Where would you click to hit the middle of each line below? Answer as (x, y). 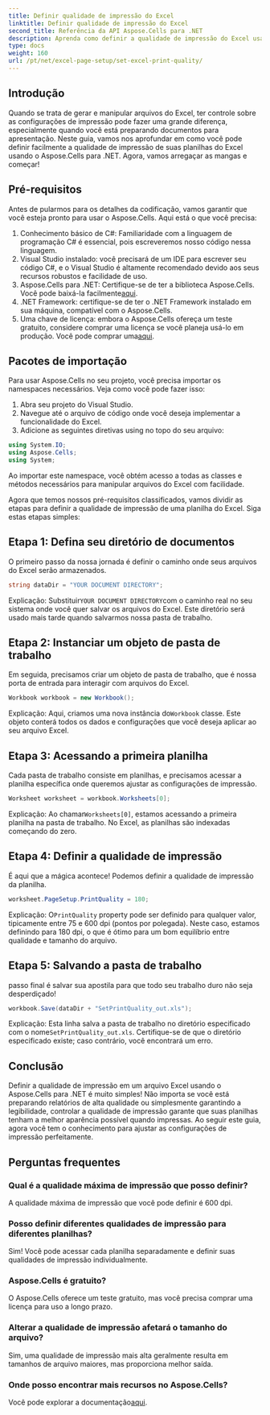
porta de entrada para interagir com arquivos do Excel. (99, 683)
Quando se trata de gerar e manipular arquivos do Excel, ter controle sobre (132, 113)
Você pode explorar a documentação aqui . (78, 1402)
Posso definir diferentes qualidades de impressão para (117, 1223)
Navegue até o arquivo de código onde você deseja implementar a (130, 413)
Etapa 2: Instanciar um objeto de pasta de (115, 643)
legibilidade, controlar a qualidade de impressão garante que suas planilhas (133, 1111)
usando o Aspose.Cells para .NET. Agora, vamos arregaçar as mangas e (128, 156)
